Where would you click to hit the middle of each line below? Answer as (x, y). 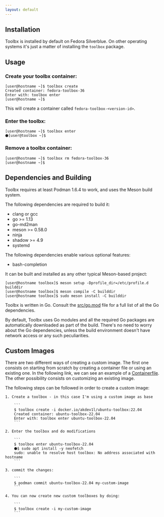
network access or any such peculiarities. (47, 335)
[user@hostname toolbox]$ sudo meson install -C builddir (66, 296)
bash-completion (30, 264)
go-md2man (25, 224)
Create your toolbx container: (41, 76)
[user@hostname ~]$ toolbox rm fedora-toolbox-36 (57, 158)
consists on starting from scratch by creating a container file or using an (78, 368)
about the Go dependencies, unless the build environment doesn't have (78, 330)
